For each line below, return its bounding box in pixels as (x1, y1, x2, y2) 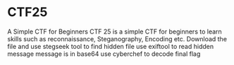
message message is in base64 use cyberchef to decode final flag (7, 50, 201, 58)
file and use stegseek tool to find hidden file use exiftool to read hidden (7, 42, 214, 50)
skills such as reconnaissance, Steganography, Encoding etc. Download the (7, 34, 228, 43)
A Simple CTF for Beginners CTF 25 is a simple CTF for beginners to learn (7, 27, 222, 36)
